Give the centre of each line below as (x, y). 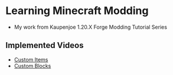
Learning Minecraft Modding (77, 11)
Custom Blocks (32, 66)
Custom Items (31, 59)
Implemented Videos (45, 45)
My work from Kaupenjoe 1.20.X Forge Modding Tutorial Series (91, 27)
